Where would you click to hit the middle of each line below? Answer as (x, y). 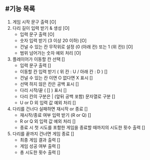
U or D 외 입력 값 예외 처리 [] (48, 102)
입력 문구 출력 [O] (37, 34)
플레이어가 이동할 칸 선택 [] (39, 59)
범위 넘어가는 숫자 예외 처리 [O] (50, 53)
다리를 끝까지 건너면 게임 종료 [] (43, 134)
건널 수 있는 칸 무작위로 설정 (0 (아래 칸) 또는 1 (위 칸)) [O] (76, 47)
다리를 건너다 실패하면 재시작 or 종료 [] (50, 109)
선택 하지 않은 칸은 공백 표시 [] (49, 84)
